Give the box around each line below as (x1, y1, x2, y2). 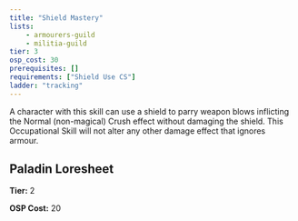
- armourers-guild (25, 30, 95, 39)
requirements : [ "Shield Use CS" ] (9, 73, 136, 82)
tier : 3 (9, 47, 39, 56)
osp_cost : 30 (9, 55, 59, 65)
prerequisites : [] (9, 65, 79, 74)
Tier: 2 (9, 186, 35, 196)
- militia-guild (25, 38, 88, 48)
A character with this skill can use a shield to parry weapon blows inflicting (9, 105, 289, 116)
